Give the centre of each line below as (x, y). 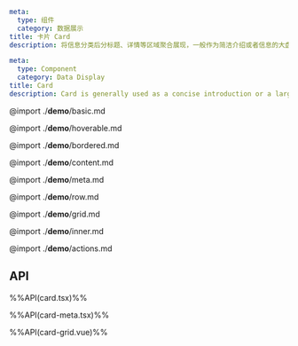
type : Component (47, 69)
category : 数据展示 (51, 28)
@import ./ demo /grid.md (55, 214)
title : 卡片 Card (40, 36)
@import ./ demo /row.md (54, 197)
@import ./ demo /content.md (61, 162)
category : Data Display (61, 78)
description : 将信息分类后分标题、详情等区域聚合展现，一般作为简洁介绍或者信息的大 (147, 45)
